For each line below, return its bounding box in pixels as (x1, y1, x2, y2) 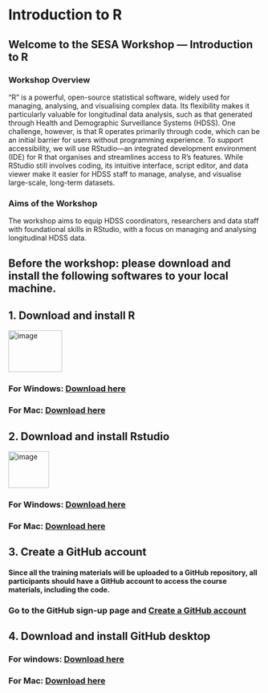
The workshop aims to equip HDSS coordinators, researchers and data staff (8, 216, 259, 226)
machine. (8, 281, 57, 295)
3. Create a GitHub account (8, 545, 147, 559)
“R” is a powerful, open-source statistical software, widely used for (8, 92, 230, 102)
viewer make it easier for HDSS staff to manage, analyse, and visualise (8, 169, 242, 178)
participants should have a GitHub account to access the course (8, 576, 227, 585)
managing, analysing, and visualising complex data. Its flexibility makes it (8, 100, 250, 110)
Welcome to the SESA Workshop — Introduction (8, 38, 254, 51)
